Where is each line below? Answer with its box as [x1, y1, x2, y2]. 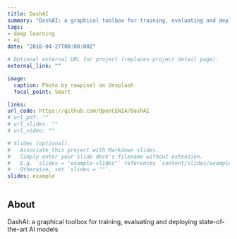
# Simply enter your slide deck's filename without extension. [7, 153, 203, 160]
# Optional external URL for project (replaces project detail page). [7, 56, 219, 63]
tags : [7, 23, 23, 30]
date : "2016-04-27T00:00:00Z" [7, 43, 97, 50]
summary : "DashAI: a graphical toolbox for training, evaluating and [7, 17, 217, 24]
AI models [29, 225, 59, 233]
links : [7, 101, 27, 108]
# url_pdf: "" [7, 114, 49, 121]
